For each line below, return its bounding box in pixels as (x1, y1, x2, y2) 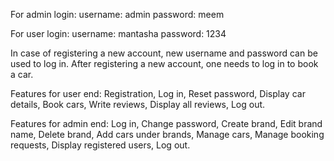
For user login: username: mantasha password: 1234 (10, 28, 227, 39)
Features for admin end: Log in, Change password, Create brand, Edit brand (10, 118, 323, 129)
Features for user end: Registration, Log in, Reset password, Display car (10, 88, 306, 99)
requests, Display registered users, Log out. (10, 139, 191, 151)
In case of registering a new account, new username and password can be (10, 47, 318, 59)
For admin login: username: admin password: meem (10, 9, 225, 20)
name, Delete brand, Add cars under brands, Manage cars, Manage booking (10, 129, 325, 140)
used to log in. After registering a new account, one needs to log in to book (10, 58, 319, 69)
